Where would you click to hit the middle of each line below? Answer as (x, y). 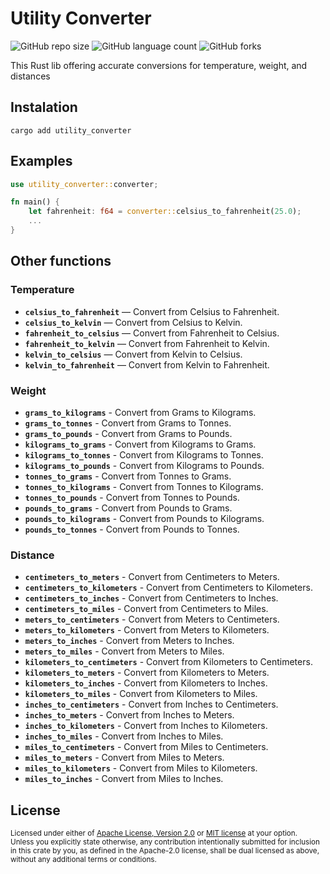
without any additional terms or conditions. (83, 860)
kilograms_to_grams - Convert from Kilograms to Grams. (140, 444)
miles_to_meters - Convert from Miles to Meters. (124, 758)
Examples (41, 161)
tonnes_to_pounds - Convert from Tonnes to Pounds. (132, 497)
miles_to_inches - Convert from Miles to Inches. (124, 779)
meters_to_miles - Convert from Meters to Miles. (124, 651)
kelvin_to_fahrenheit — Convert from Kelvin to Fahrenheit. (147, 364)
